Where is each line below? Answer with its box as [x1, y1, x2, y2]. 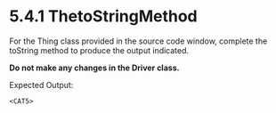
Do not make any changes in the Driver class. [9, 62, 180, 73]
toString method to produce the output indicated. [9, 44, 190, 55]
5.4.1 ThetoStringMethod [9, 6, 198, 27]
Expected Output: [9, 79, 74, 90]
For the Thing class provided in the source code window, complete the [9, 36, 268, 46]
